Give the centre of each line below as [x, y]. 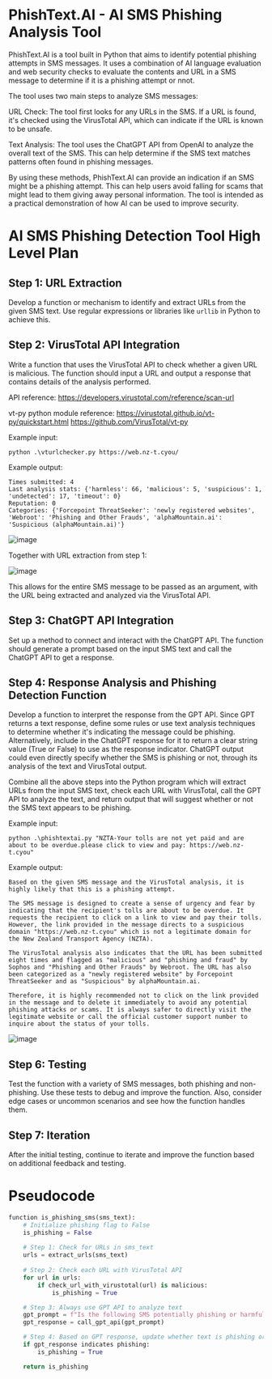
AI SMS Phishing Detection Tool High [135, 236]
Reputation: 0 [32, 503]
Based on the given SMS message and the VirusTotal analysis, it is [126, 883]
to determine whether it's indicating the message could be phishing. [122, 732]
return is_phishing [56, 1366]
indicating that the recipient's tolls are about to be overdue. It [126, 911]
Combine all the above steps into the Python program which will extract [127, 782]
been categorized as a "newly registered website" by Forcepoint [121, 974]
